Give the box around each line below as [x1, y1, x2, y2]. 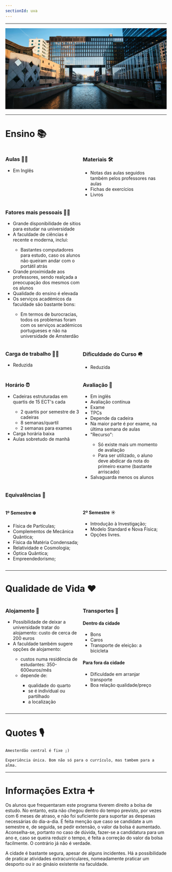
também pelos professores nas [90, 175, 156, 181]
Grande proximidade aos [12, 268, 65, 275]
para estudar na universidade [12, 226, 75, 232]
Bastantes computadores [20, 247, 74, 253]
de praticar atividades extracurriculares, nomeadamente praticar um [5, 856, 149, 862]
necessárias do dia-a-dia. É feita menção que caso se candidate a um [5, 819, 153, 825]
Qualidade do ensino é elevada [12, 290, 78, 297]
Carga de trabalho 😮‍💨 [5, 351, 59, 358]
